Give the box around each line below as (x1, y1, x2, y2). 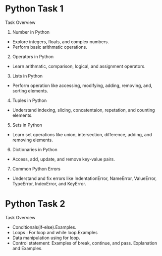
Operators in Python (12, 53, 54, 60)
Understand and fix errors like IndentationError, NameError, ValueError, (12, 175, 157, 181)
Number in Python (12, 29, 50, 35)
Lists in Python (12, 73, 43, 79)
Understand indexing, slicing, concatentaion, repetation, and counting (12, 107, 155, 113)
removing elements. (12, 137, 53, 143)
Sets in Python (12, 122, 42, 128)
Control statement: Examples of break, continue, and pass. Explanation (12, 240, 158, 246)
